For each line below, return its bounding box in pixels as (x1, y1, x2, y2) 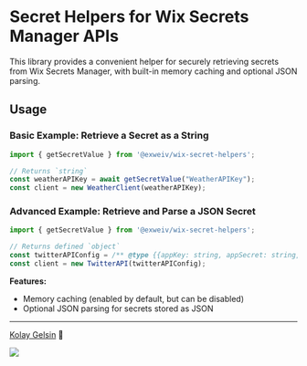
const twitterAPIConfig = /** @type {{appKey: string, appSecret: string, (9, 251, 301, 260)
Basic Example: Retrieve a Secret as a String (9, 130, 209, 142)
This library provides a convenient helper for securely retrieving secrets (9, 56, 280, 67)
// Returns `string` (9, 166, 89, 175)
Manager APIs (9, 26, 120, 47)
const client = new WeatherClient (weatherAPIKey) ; (9, 183, 206, 193)
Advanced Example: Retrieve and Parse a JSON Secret (9, 205, 256, 218)
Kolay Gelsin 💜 (9, 329, 64, 340)
